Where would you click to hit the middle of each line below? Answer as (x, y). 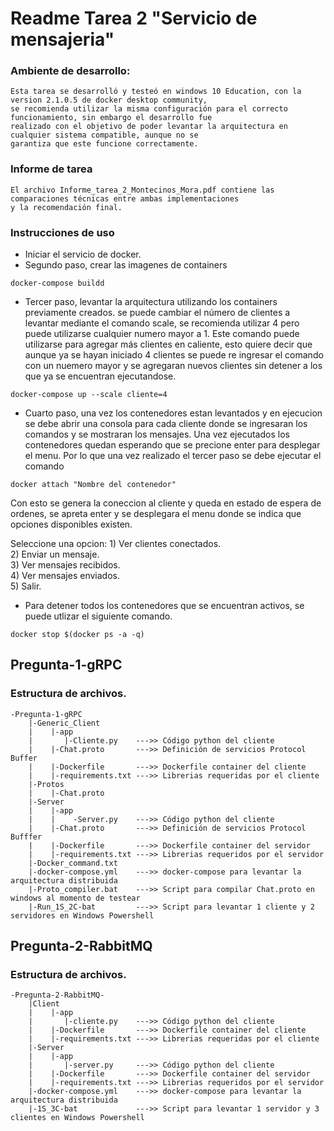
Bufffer (26, 837)
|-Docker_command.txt (73, 863)
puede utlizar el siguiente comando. (98, 616)
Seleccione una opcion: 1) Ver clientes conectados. (116, 544)
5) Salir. (26, 586)
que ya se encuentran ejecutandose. (100, 376)
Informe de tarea (51, 169)
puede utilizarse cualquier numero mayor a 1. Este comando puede (162, 334)
